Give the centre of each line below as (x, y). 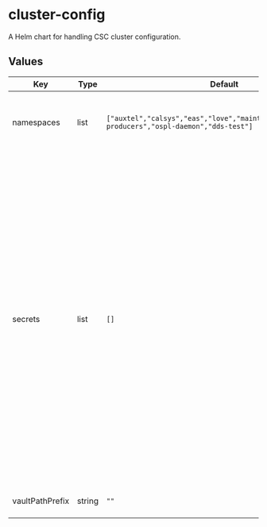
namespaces (37, 122)
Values (26, 62)
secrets (26, 319)
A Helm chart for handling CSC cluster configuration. (95, 37)
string (88, 501)
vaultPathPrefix (41, 501)
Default (224, 83)
